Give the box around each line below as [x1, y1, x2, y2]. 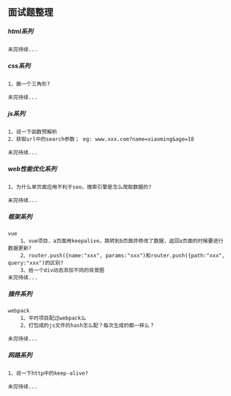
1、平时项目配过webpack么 [20, 315, 87, 322]
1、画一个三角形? [8, 81, 50, 88]
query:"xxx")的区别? [8, 259, 64, 267]
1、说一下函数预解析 [8, 128, 58, 136]
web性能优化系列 [8, 164, 57, 172]
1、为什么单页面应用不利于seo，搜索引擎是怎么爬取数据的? [8, 184, 152, 191]
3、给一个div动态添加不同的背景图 [20, 267, 105, 274]
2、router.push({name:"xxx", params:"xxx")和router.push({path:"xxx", [20, 253, 225, 259]
